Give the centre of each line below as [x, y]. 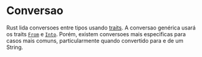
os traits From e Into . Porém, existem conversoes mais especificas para [96, 34]
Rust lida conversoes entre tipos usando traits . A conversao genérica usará [101, 28]
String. [15, 47]
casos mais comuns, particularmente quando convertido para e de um [95, 40]
